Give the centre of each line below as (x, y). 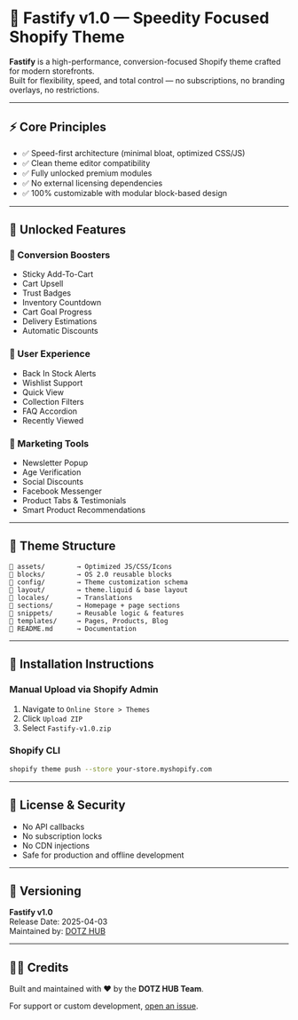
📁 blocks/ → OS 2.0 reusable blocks (91, 574)
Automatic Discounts (60, 331)
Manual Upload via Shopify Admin (84, 690)
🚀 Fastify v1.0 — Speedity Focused (139, 18)
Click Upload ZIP (52, 718)
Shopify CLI (35, 751)
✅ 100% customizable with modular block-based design (125, 193)
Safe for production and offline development (103, 855)
